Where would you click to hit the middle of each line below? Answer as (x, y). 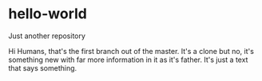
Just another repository (47, 36)
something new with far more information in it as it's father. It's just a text (128, 60)
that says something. (43, 67)
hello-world (48, 14)
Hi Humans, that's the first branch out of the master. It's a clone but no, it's (131, 51)
